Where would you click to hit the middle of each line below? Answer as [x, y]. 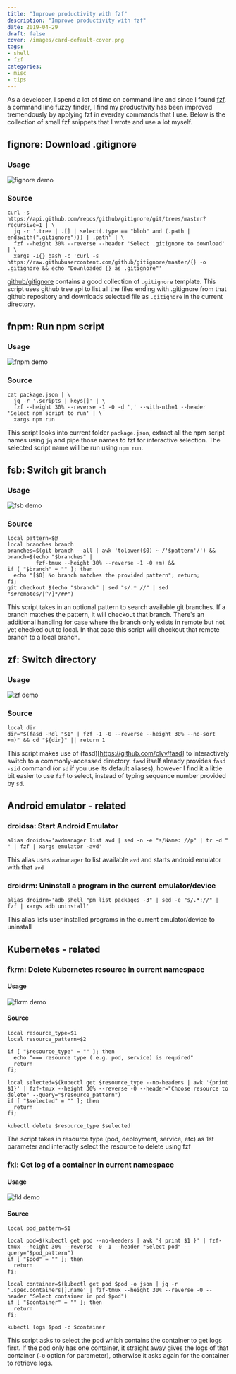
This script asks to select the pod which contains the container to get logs [114, 1341]
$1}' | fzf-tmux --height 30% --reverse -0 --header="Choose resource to [118, 1089]
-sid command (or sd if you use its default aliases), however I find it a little [115, 768]
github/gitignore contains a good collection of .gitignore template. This [112, 282]
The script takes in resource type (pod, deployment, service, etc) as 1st [111, 1139]
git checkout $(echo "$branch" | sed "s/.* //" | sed [88, 588]
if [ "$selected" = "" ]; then [53, 1101]
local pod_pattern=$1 [39, 1228]
